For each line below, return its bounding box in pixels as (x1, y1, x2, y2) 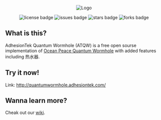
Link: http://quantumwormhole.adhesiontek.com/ (5, 82, 106, 88)
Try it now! (5, 68, 39, 77)
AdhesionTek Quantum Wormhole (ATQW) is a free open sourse (5, 42, 136, 48)
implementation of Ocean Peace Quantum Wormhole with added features (5, 48, 156, 54)
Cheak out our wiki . (5, 109, 45, 115)
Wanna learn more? (5, 96, 67, 105)
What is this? (5, 29, 47, 38)
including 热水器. (5, 53, 40, 60)
